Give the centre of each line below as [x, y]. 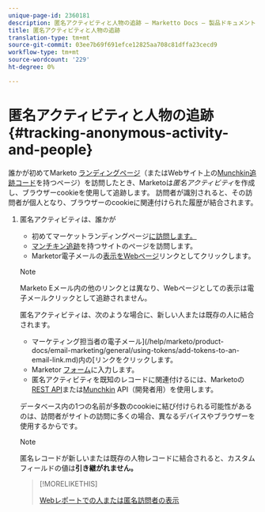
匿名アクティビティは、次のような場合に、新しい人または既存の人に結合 [137, 314]
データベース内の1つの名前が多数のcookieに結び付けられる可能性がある [136, 406]
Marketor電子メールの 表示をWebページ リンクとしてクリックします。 [143, 256]
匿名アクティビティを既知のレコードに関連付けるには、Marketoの [138, 379]
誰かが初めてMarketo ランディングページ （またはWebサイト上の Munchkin [129, 173]
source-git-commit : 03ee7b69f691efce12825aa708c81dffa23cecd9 [113, 45]
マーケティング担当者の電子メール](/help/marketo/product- [127, 341]
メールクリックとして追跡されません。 [89, 298]
